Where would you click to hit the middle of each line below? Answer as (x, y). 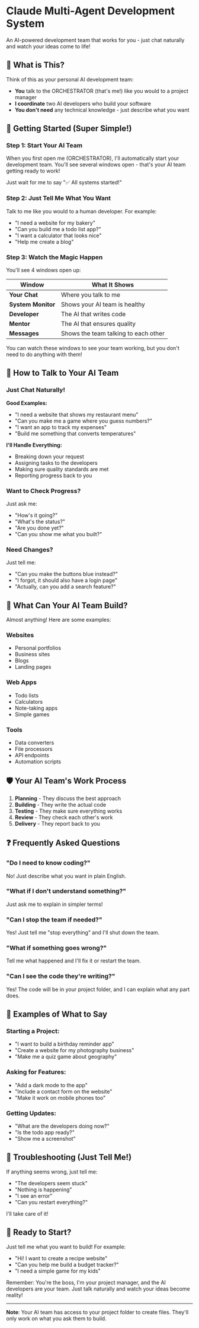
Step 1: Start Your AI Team (44, 146)
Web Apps (22, 682)
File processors (33, 749)
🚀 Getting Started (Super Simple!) (69, 129)
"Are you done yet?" (39, 528)
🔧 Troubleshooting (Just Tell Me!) (69, 1157)
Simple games (32, 714)
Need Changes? (30, 549)
